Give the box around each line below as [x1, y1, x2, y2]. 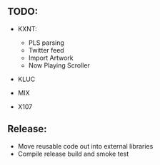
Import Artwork [28, 53, 74, 62]
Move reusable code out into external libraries [17, 142, 154, 150]
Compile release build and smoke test [17, 149, 129, 158]
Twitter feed [28, 46, 64, 54]
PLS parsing [28, 38, 64, 47]
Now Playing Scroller [28, 60, 91, 70]
